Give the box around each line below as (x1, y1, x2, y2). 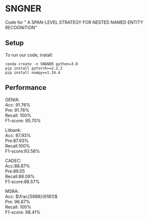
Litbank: (5, 127, 22, 133)
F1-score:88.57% (5, 179, 40, 184)
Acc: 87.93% (5, 132, 31, 138)
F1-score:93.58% (5, 148, 40, 154)
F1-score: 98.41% (5, 209, 41, 215)
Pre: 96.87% (5, 198, 30, 205)
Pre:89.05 (5, 168, 25, 174)
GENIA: (5, 97, 20, 103)
